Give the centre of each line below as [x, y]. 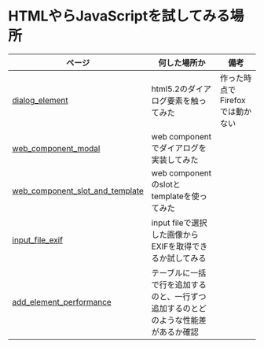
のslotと [166, 184]
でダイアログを [179, 148]
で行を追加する [179, 284]
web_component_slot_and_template [78, 191]
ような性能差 [183, 320]
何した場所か [182, 62]
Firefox [233, 100]
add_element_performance [62, 302]
